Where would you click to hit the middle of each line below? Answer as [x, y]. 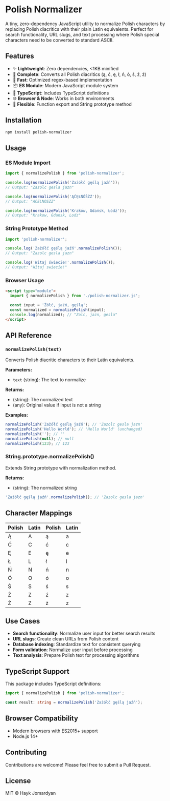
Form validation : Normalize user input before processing [72, 650]
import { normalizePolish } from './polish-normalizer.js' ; [75, 296]
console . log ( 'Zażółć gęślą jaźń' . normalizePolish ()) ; [64, 248]
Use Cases [23, 621]
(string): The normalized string [45, 487]
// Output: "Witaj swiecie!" [36, 267]
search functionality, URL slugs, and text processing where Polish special [82, 34]
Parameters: [19, 370]
